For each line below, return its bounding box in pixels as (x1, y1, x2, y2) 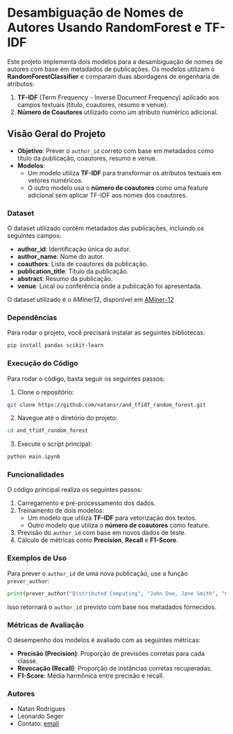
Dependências (7, 312, 58, 322)
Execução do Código (7, 358, 78, 368)
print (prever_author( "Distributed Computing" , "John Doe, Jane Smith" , (7, 590, 218, 597)
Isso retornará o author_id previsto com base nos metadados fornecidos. (7, 603, 217, 611)
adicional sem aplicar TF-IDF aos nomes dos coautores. (27, 191, 188, 199)
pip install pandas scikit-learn (7, 342, 104, 349)
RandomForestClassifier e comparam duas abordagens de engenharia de (7, 72, 220, 81)
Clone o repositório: (17, 388, 74, 396)
